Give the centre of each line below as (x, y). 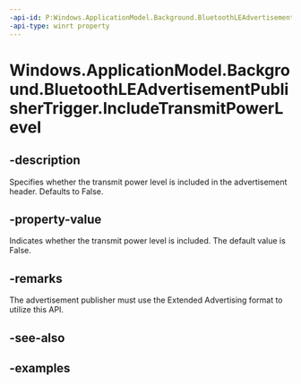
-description (45, 161)
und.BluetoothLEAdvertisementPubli (149, 89)
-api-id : (26, 17)
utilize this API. (37, 310)
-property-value (56, 219)
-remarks (36, 278)
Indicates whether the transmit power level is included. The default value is (148, 241)
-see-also (37, 338)
